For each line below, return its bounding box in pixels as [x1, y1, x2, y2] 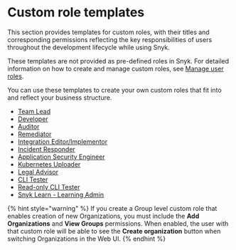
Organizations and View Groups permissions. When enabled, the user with [7, 219, 229, 228]
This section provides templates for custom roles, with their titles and [7, 28, 210, 36]
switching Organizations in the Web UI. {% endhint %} [7, 234, 166, 243]
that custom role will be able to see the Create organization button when [7, 226, 221, 235]
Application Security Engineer [17, 152, 105, 161]
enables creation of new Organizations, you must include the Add [7, 212, 200, 220]
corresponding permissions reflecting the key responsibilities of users [7, 35, 213, 43]
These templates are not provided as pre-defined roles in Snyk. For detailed [7, 56, 230, 65]
